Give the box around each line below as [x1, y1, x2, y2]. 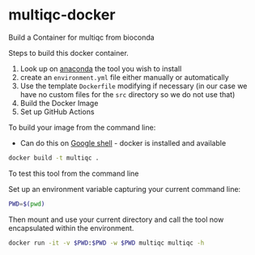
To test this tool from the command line [8, 168, 139, 178]
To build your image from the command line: [8, 122, 156, 132]
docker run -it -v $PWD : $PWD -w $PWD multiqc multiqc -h [8, 239, 205, 247]
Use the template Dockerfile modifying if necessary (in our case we [19, 81, 248, 91]
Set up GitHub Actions [19, 107, 95, 117]
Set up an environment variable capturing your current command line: [8, 184, 241, 193]
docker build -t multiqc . [8, 154, 100, 162]
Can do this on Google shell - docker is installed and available [19, 138, 227, 147]
